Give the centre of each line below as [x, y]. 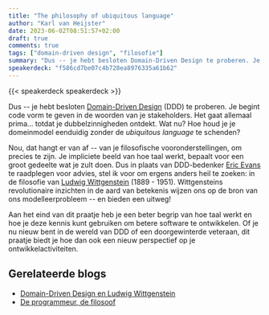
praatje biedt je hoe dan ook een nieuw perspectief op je [102, 240]
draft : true [28, 38]
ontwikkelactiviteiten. [43, 248]
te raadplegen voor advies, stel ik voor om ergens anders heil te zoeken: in [132, 173]
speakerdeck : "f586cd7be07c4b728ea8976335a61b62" [93, 68]
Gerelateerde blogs [57, 274]
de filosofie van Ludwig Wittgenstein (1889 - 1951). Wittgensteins [116, 182]
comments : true [34, 46]
